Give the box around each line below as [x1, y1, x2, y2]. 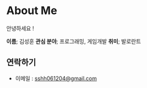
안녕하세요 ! [6, 24, 35, 32]
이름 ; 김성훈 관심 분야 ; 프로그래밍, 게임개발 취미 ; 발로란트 [6, 37, 142, 45]
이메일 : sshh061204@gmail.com [15, 75, 98, 82]
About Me [6, 4, 57, 18]
